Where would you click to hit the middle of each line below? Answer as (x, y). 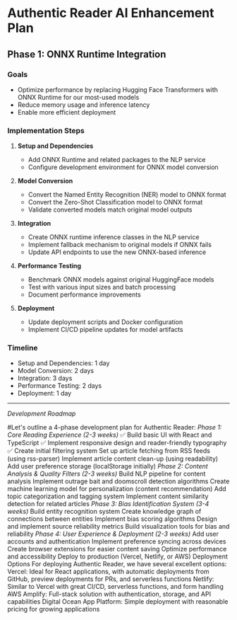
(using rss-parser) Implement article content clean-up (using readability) (113, 459)
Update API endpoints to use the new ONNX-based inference (117, 252)
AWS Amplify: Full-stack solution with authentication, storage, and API (109, 594)
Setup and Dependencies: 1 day (63, 363)
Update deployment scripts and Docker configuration (105, 322)
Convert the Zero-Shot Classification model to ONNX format (115, 202)
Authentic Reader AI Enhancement (111, 13)
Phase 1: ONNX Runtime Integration (87, 54)
